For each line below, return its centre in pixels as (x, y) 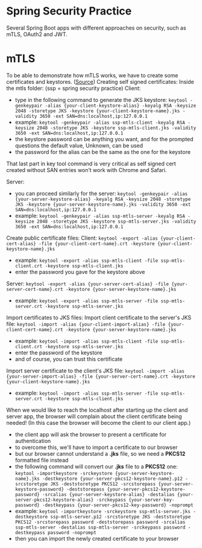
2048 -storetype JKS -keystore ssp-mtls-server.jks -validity (117, 221)
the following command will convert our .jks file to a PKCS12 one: (96, 467)
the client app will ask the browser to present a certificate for (91, 434)
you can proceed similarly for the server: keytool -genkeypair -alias (101, 193)
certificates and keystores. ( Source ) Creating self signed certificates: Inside (100, 81)
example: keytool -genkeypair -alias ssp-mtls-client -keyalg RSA (100, 122)
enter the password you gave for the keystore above (80, 272)
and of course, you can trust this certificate (69, 359)
